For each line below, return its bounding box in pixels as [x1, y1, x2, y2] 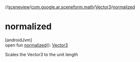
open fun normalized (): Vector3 [5, 42, 68, 48]
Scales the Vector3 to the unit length [5, 51, 79, 57]
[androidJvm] [5, 37, 33, 43]
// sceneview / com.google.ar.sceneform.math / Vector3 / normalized [5, 4, 135, 10]
